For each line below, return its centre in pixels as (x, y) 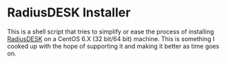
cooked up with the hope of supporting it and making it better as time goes (113, 46)
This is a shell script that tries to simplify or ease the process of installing (111, 32)
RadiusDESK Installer (69, 13)
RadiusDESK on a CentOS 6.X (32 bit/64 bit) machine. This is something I (111, 38)
